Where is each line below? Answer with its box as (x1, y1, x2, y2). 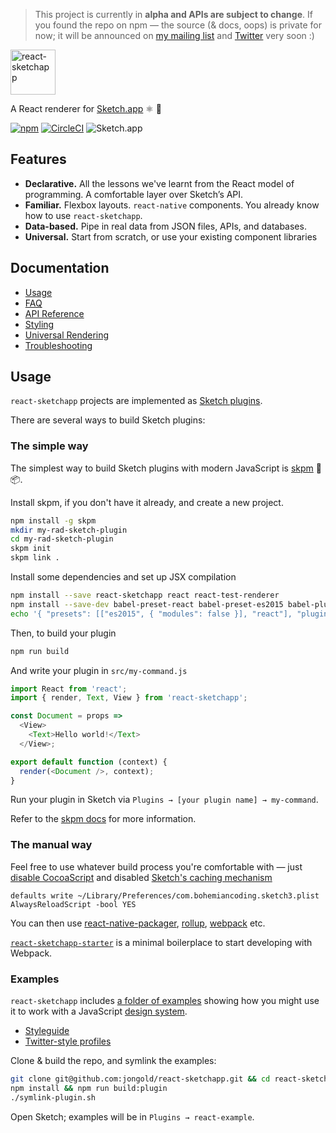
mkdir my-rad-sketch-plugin (10, 525, 128, 535)
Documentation (10, 260, 110, 277)
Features (10, 151, 67, 168)
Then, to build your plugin (10, 627, 117, 639)
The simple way (10, 439, 89, 453)
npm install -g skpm (10, 515, 97, 526)
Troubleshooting (24, 339, 93, 351)
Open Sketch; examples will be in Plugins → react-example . (10, 1110, 255, 1123)
